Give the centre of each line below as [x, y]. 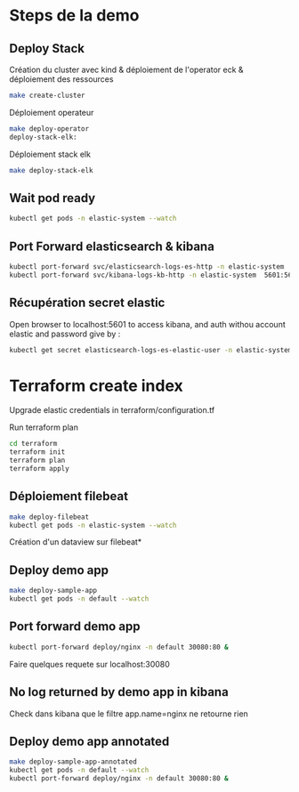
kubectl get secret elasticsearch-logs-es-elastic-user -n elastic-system [151, 350]
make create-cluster [48, 95]
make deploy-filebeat [49, 517]
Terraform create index [97, 386]
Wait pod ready [53, 198]
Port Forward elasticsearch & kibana [112, 246]
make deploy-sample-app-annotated [73, 762]
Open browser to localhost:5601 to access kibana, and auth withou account [148, 324]
